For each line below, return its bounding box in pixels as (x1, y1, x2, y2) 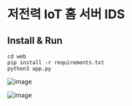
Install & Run (7, 34, 63, 46)
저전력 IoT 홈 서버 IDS (7, 6, 126, 22)
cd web (7, 53, 27, 60)
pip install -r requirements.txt (7, 59, 105, 66)
